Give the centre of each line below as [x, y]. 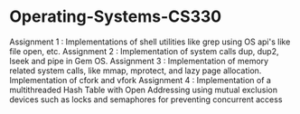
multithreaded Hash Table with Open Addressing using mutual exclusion [144, 90]
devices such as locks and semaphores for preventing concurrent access [146, 99]
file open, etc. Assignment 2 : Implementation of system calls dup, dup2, [144, 51]
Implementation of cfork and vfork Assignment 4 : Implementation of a [140, 80]
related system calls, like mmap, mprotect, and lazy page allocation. [136, 71]
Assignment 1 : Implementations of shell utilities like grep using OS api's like [150, 42]
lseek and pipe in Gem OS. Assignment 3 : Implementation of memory [139, 61]
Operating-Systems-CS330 [116, 17]
